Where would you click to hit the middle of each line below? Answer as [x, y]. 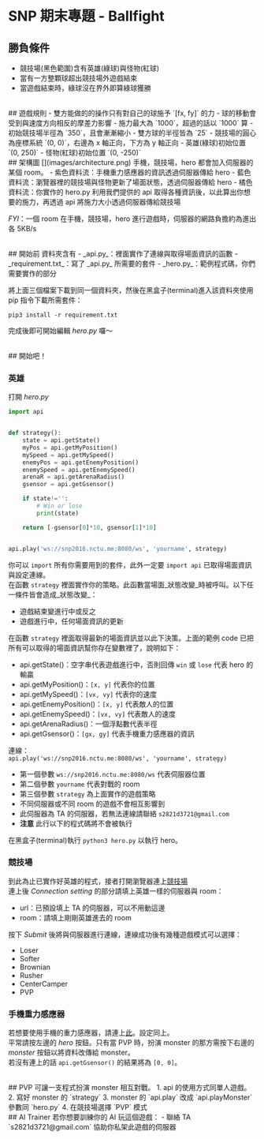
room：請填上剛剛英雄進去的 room [75, 917]
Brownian [35, 967]
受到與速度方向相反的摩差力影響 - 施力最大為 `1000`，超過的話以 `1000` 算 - [131, 123]
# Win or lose [59, 506]
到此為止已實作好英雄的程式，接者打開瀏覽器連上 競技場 [98, 881]
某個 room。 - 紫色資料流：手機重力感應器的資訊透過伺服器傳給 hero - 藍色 [130, 172]
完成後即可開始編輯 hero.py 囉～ [60, 331]
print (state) [58, 513]
